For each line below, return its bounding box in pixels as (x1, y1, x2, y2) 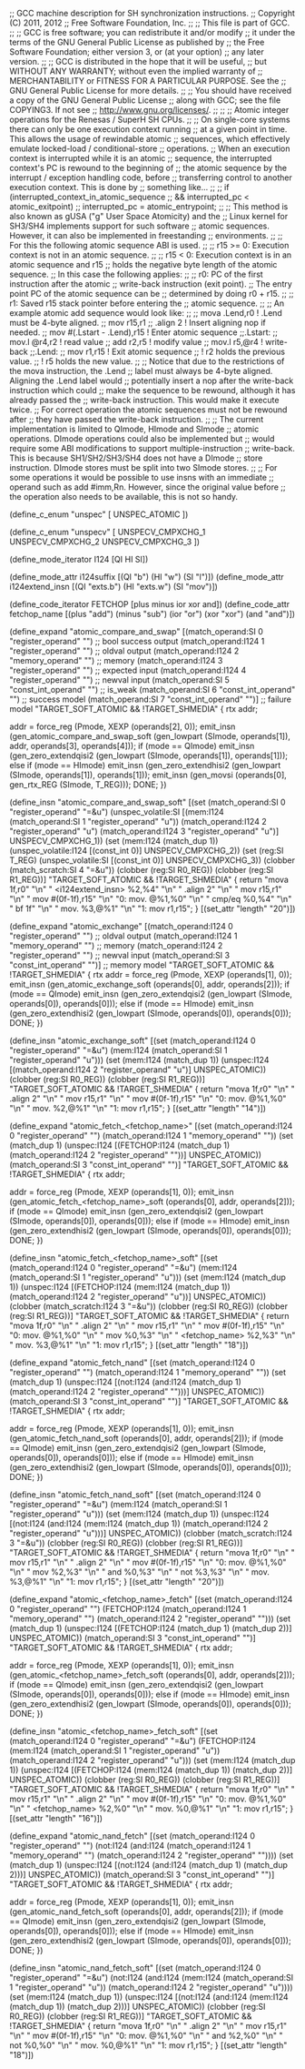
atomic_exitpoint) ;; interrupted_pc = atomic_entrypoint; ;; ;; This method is (9, 201, 289, 212)
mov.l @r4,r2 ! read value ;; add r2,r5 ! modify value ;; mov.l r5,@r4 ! (9, 337, 263, 347)
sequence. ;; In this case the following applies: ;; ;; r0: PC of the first (9, 269, 263, 279)
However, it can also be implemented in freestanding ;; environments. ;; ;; (9, 230, 283, 240)
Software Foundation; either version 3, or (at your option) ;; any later (9, 46, 265, 57)
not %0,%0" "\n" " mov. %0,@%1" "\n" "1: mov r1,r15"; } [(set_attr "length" (9, 2040, 288, 2051)
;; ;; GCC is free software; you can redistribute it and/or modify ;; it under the (9, 27, 296, 37)
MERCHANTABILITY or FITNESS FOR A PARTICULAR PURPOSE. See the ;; (9, 76, 287, 86)
